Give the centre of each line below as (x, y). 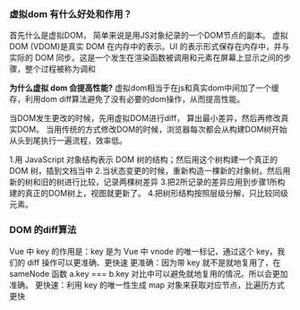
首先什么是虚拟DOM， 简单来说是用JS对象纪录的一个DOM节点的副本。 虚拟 (149, 35)
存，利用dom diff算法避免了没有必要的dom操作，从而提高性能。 (127, 99)
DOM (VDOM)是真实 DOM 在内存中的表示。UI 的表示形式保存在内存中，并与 (150, 47)
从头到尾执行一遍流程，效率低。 (68, 141)
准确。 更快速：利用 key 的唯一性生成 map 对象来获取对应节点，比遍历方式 (147, 285)
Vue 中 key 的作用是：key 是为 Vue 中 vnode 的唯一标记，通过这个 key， (143, 251)
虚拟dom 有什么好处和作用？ (71, 13)
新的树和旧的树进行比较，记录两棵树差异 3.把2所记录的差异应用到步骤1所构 (147, 182)
